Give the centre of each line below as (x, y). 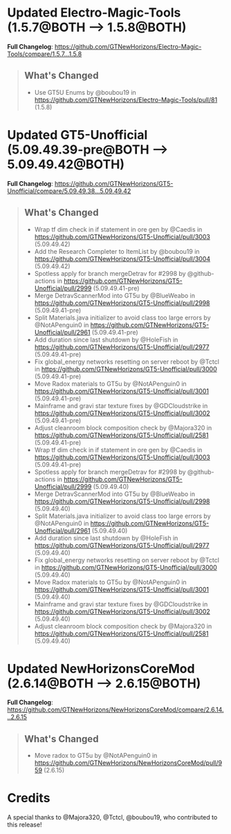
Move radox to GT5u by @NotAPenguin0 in (96, 756)
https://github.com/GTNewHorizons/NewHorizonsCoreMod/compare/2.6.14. (115, 710)
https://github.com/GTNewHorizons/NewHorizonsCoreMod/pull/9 (128, 763)
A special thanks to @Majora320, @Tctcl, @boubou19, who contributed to (112, 817)
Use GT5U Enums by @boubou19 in (85, 92)
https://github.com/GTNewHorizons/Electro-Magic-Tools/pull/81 (126, 100)
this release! (25, 825)
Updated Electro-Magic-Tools (94, 13)
